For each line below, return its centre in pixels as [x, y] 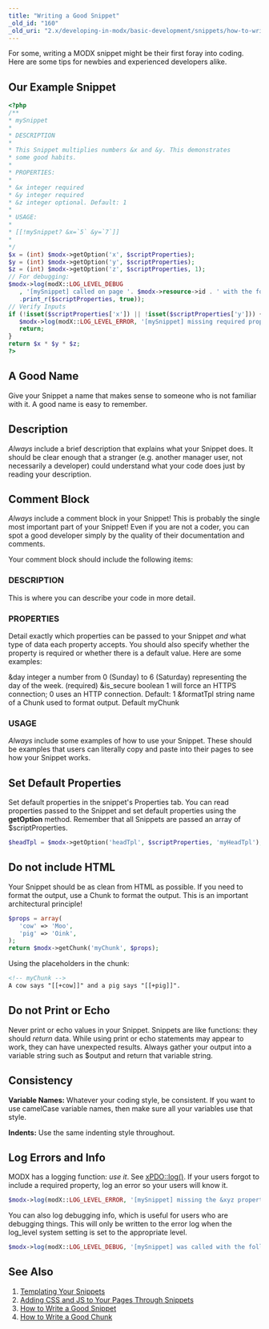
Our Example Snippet [62, 87]
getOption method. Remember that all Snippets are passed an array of [125, 820]
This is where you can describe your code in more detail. [102, 598]
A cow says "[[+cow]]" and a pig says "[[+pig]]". [94, 986]
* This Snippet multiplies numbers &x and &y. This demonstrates [119, 150]
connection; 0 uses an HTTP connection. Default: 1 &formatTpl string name [132, 694]
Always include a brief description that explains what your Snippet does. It [131, 449]
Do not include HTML [62, 867]
